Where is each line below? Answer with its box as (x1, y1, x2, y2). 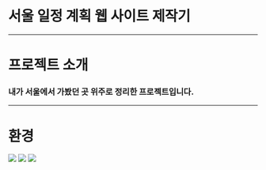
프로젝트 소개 (8, 56, 89, 74)
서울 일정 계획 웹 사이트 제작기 (8, 7, 192, 25)
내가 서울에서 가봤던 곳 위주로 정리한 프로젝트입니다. (8, 86, 194, 97)
